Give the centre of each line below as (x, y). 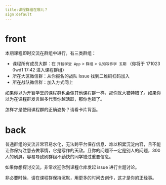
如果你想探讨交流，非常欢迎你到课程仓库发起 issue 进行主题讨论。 (72, 167)
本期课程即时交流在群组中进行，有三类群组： (51, 53)
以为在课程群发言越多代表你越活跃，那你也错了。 (55, 99)
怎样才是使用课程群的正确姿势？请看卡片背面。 (53, 110)
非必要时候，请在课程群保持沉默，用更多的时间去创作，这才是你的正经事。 (81, 178)
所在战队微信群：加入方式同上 (42, 82)
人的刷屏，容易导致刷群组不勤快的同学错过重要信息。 (59, 157)
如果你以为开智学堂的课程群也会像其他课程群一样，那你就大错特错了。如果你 (83, 93)
